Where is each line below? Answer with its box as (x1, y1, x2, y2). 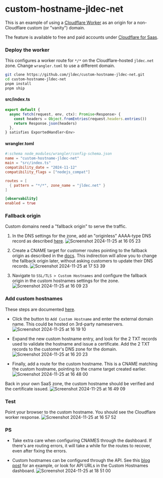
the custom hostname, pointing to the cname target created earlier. (12, 366, 147, 372)
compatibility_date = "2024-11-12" (5, 165, 77, 170)
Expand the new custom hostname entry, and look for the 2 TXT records (12, 336, 157, 342)
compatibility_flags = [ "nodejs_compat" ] (5, 170, 91, 174)
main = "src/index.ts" (5, 160, 51, 166)
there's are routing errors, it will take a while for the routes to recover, (12, 443, 151, 449)
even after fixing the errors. (12, 448, 67, 454)
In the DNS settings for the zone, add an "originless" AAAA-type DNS (12, 233, 152, 239)
